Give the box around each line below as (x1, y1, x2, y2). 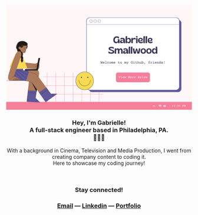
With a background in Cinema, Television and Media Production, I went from (6, 146, 192, 154)
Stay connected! (74, 185, 124, 194)
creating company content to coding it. (52, 153, 146, 160)
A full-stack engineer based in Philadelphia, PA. (29, 126, 169, 134)
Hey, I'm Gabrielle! (72, 119, 126, 127)
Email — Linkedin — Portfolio (57, 201, 141, 210)
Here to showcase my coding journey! (52, 159, 146, 167)
